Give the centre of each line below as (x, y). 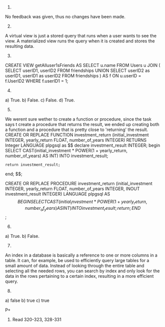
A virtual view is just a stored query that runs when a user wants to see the (81, 36)
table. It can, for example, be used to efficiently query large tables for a (77, 260)
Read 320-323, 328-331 (37, 319)
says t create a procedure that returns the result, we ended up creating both (82, 124)
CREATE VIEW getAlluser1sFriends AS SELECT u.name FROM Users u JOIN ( (83, 65)
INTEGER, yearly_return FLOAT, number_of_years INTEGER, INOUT (72, 189)
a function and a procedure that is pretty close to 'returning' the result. (77, 130)
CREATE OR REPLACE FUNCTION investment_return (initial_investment (77, 135)
